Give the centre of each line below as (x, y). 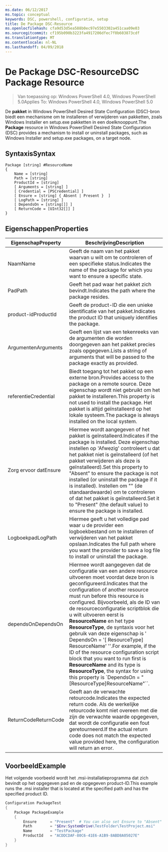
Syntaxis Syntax (30, 153)
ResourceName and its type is (105, 665)
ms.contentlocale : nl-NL (31, 43)
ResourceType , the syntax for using (111, 671)
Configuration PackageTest (33, 803)
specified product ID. (27, 794)
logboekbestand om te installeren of (111, 532)
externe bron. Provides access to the (111, 377)
